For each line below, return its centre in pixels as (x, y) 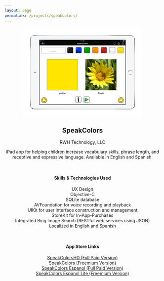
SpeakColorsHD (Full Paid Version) (82, 257)
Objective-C (82, 194)
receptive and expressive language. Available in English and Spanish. (82, 157)
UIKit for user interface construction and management (82, 210)
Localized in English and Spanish (82, 226)
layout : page (18, 10)
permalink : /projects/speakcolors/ (41, 16)
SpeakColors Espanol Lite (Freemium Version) (82, 273)
